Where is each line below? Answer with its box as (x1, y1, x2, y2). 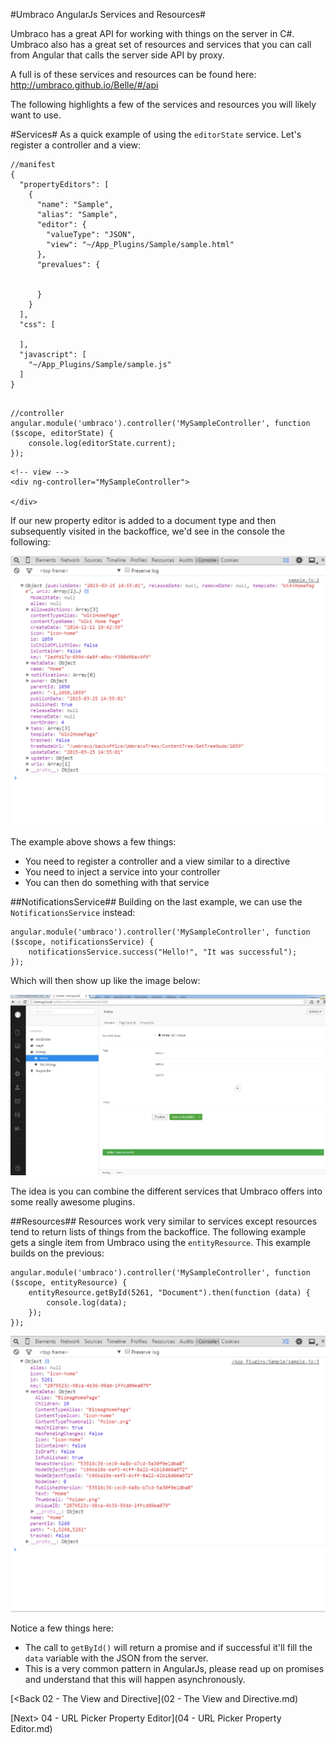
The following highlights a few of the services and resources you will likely (10, 99, 317, 110)
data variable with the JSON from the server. (24, 1652, 209, 1664)
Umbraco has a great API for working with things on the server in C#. (10, 28, 295, 39)
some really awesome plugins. (10, 1196, 136, 1208)
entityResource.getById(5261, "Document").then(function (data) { (28, 1288, 311, 1298)
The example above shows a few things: (10, 836, 177, 848)
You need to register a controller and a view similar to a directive (24, 855, 291, 868)
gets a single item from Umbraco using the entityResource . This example (10, 1237, 311, 1249)
